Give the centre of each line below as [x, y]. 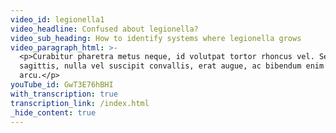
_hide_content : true [53, 112]
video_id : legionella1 [57, 19]
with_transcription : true [64, 94]
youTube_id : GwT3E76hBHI [62, 85]
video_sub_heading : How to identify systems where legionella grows [156, 38]
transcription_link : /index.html [80, 103]
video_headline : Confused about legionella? [104, 29]
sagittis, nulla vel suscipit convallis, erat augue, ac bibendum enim [172, 66]
